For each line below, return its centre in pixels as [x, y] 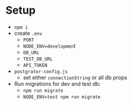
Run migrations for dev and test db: [57, 83]
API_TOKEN [35, 65]
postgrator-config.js [41, 71]
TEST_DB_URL [38, 59]
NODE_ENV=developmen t [49, 46]
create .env [28, 33]
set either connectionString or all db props [75, 77]
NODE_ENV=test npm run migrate [62, 97]
